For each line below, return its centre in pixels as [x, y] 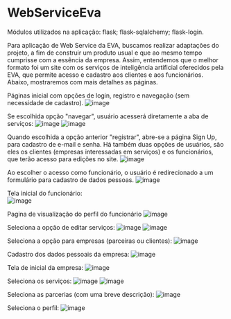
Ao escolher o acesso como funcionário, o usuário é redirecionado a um [110, 172]
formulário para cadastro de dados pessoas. [70, 180]
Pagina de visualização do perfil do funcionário [75, 214]
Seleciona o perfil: [33, 308]
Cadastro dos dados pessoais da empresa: [68, 254]
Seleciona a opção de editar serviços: [61, 227]
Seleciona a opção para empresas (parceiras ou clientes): [89, 241]
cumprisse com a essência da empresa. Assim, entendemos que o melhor [113, 60]
